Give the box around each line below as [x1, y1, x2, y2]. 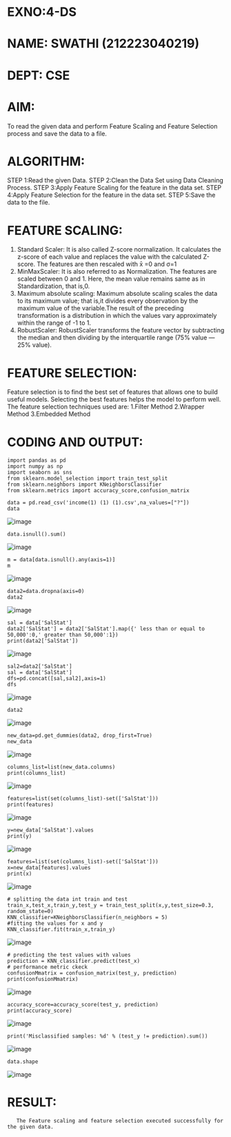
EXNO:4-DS [7, 4, 77, 20]
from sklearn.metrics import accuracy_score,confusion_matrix [7, 487, 190, 494]
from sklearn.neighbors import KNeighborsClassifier [7, 481, 162, 488]
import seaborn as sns [7, 469, 72, 476]
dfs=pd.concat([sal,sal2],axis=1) [7, 675, 107, 682]
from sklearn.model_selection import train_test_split [7, 475, 168, 482]
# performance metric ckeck [7, 964, 88, 971]
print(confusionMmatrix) [7, 976, 79, 983]
